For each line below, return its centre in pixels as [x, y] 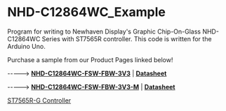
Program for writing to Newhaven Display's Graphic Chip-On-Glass [104, 31]
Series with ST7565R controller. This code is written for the [127, 38]
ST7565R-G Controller [39, 100]
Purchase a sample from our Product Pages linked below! [90, 59]
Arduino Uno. [26, 46]
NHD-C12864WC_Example [87, 12]
